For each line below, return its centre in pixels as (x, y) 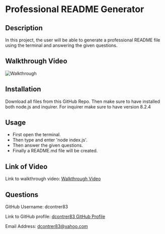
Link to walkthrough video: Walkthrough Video (53, 179)
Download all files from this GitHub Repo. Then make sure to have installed (82, 101)
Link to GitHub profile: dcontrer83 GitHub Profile (55, 217)
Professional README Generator (75, 9)
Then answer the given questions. (48, 145)
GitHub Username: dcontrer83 (37, 207)
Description (24, 28)
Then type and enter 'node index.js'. (50, 140)
